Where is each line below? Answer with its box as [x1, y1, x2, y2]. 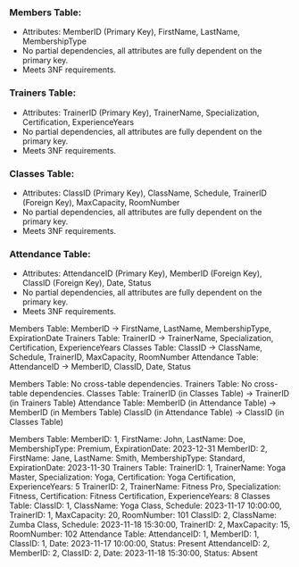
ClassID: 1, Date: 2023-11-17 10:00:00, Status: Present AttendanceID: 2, [9, 538, 270, 549]
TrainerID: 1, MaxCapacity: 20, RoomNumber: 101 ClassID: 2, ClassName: [9, 510, 277, 521]
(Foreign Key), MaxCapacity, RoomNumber [21, 196, 180, 207]
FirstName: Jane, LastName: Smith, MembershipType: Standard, [9, 453, 245, 463]
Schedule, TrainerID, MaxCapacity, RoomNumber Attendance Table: [9, 352, 259, 363]
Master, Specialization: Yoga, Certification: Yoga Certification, [9, 471, 237, 483]
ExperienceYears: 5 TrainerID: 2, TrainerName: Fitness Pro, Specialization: [9, 481, 281, 492]
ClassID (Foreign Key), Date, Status [21, 278, 152, 288]
